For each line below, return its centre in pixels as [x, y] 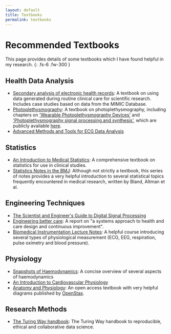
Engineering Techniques [45, 203]
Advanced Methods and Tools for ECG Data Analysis [68, 131]
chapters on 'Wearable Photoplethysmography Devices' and [76, 115]
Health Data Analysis [40, 81]
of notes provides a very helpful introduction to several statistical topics [88, 176]
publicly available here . [37, 126]
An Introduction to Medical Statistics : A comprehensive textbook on [84, 160]
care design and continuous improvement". [58, 226]
